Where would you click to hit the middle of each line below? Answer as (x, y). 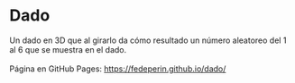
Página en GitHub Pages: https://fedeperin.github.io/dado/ (118, 69)
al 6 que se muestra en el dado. (68, 49)
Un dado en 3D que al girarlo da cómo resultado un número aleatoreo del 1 (148, 40)
